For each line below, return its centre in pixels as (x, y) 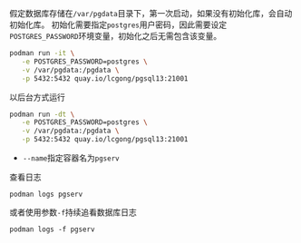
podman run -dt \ (42, 114)
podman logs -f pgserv (52, 229)
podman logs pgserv (46, 194)
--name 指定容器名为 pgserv (71, 158)
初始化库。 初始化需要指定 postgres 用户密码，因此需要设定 (118, 24)
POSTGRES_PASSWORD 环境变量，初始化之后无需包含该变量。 (116, 36)
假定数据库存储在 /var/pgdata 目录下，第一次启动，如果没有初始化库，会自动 (151, 13)
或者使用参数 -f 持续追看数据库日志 (73, 212)
